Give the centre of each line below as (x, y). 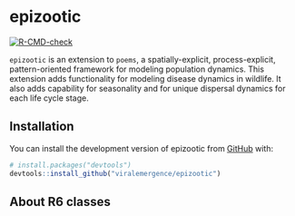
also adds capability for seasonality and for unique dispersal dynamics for (147, 88)
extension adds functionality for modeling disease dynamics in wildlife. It (145, 78)
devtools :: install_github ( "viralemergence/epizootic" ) (115, 173)
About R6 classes (60, 201)
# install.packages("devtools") (70, 165)
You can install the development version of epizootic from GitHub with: (142, 148)
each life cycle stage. (49, 98)
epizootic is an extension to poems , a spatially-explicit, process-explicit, (143, 59)
